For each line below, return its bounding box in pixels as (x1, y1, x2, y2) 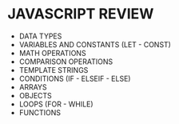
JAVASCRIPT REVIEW (7, 5, 154, 23)
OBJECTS (18, 90, 53, 100)
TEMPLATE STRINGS (18, 65, 89, 74)
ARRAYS (18, 82, 47, 92)
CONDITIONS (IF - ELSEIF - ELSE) (18, 74, 131, 83)
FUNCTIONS (18, 107, 62, 117)
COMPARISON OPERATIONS (18, 57, 113, 66)
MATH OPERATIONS (18, 48, 86, 58)
